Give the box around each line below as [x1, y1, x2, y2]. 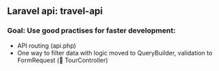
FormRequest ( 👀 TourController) [17, 56, 108, 64]
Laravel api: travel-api [7, 5, 103, 17]
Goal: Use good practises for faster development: [7, 26, 176, 35]
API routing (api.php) [17, 41, 76, 50]
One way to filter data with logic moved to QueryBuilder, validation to [17, 48, 213, 57]
